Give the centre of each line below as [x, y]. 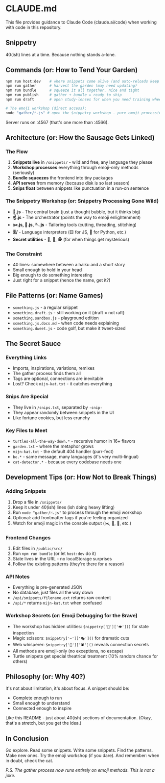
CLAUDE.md [31, 9]
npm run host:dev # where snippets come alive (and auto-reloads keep [82, 81]
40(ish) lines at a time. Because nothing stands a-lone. [61, 54]
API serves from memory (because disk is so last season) [71, 183]
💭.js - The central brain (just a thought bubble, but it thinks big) [76, 212]
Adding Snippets [26, 491]
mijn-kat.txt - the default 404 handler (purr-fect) [63, 452]
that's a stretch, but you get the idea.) [44, 723]
